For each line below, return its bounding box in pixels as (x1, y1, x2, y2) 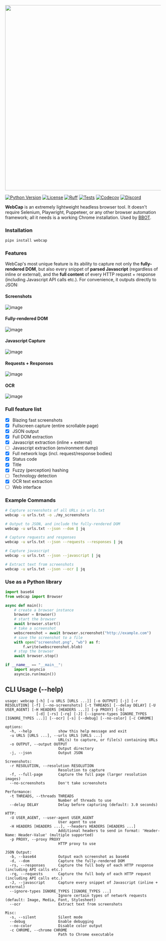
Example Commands (5, 497, 56, 504)
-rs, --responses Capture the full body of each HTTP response (9, 862, 154, 868)
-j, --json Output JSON (9, 750, 83, 755)
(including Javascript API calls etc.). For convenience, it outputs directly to (5, 277, 157, 283)
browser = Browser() (14, 612, 56, 617)
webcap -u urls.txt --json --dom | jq (5, 526, 85, 531)
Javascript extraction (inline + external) (12, 439, 93, 445)
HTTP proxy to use (58, 841, 96, 846)
